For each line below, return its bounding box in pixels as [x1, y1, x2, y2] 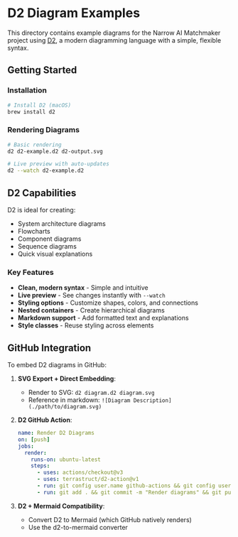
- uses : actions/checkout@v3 [36, 469, 124, 477]
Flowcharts [17, 227, 51, 235]
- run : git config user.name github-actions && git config [36, 482, 215, 489]
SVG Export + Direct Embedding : [17, 374, 116, 383]
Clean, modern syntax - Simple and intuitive [17, 283, 148, 292]
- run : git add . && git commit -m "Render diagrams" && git [36, 489, 222, 496]
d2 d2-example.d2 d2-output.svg [7, 148, 103, 155]
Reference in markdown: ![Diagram [28, 396, 131, 404]
